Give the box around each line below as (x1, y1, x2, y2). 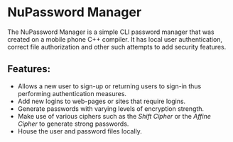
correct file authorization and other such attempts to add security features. (7, 42, 227, 51)
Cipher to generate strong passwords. (17, 119, 129, 128)
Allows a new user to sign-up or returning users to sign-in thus (17, 82, 202, 90)
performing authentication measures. (17, 89, 126, 97)
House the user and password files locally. (17, 126, 142, 135)
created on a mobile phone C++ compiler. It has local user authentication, (7, 35, 222, 43)
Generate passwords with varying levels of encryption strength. (17, 104, 205, 113)
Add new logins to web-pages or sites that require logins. (17, 97, 186, 105)
